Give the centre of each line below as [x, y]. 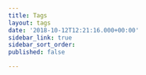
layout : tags [30, 23]
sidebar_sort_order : [42, 45]
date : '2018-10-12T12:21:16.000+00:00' [74, 30]
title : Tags [28, 15]
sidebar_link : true [40, 37]
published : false [37, 52]
